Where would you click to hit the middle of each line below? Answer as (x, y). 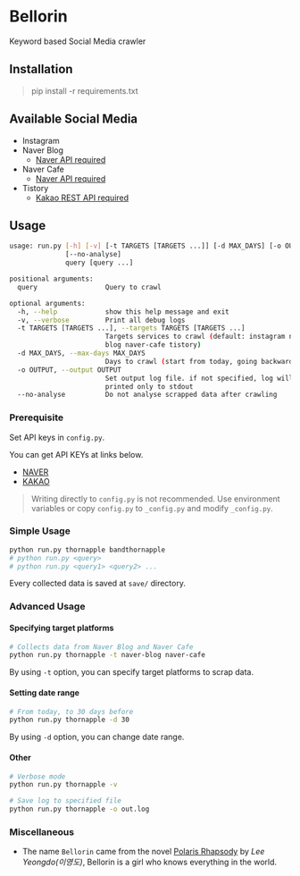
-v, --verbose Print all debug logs (101, 320)
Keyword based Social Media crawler (78, 41)
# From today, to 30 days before (71, 712)
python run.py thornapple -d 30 (69, 720)
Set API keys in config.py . (57, 437)
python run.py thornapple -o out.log (79, 809)
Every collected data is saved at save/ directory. (97, 584)
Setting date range (45, 692)
